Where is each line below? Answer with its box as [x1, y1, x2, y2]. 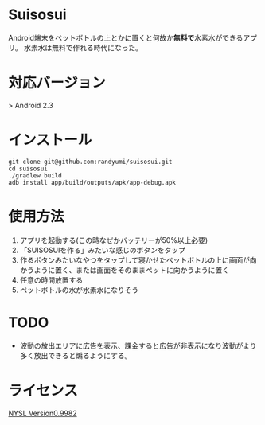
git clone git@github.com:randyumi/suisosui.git [8, 158, 173, 166]
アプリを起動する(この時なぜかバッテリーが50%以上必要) [19, 235, 208, 244]
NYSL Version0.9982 [8, 408, 77, 418]
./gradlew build [8, 171, 62, 180]
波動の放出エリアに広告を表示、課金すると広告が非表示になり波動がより [19, 341, 257, 350]
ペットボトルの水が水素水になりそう [19, 285, 139, 294]
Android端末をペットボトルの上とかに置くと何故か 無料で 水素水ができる [8, 33, 244, 42]
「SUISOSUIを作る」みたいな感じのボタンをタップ [19, 245, 185, 255]
